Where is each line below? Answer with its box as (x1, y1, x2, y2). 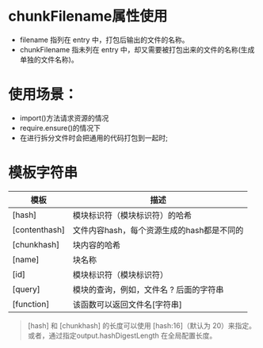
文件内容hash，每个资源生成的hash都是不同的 (72, 224, 244, 235)
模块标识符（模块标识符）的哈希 (72, 209, 192, 220)
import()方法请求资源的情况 (19, 113, 109, 123)
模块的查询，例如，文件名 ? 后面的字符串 (72, 284, 224, 295)
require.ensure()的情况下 (19, 123, 101, 132)
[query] (12, 283, 41, 294)
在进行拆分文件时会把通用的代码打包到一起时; (19, 132, 169, 143)
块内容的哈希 (72, 239, 121, 250)
